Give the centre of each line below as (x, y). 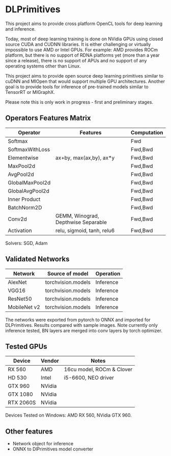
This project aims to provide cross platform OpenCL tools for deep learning (84, 23)
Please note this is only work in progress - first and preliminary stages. (79, 102)
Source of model (68, 273)
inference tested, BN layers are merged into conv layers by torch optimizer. (84, 330)
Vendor (50, 361)
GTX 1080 (20, 394)
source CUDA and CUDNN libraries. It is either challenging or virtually (78, 44)
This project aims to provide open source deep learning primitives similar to (84, 76)
